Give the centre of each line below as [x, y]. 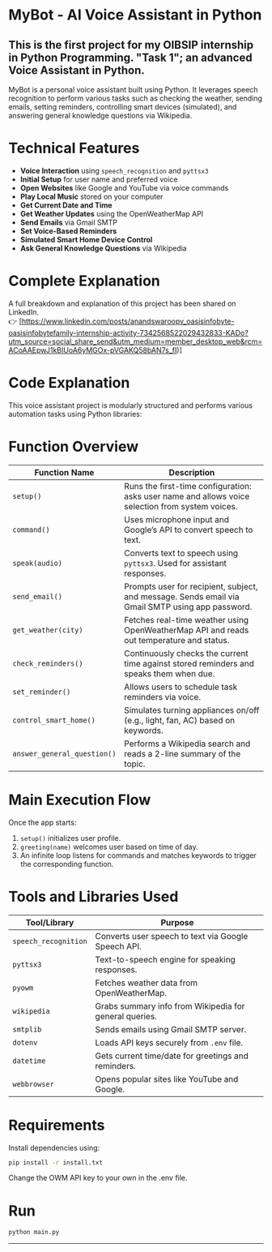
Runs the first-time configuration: [188, 486]
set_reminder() [42, 692]
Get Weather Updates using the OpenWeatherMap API [112, 213]
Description [192, 472]
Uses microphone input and [176, 519]
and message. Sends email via [182, 596]
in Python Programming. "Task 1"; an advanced [130, 57]
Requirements [57, 1125]
